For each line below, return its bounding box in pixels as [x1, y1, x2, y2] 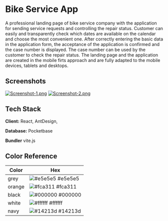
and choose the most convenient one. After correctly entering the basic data [5, 36, 163, 42]
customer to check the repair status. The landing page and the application [5, 51, 158, 58]
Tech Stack [5, 105, 41, 113]
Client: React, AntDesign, [5, 118, 58, 124]
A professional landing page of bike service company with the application [5, 20, 157, 26]
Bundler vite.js [5, 137, 36, 143]
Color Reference [5, 151, 58, 160]
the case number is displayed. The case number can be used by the [5, 46, 146, 52]
